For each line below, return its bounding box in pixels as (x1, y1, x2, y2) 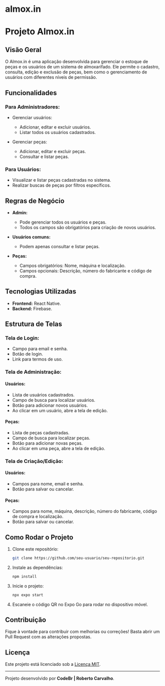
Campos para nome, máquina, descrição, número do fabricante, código (12, 508, 157, 514)
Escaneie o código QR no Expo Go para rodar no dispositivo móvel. (12, 601, 148, 607)
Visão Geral (5, 45, 42, 54)
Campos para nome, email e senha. (12, 481, 84, 487)
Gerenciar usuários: (12, 114, 53, 120)
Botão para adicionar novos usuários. (12, 402, 88, 408)
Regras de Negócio (5, 196, 65, 205)
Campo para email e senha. (12, 346, 68, 352)
